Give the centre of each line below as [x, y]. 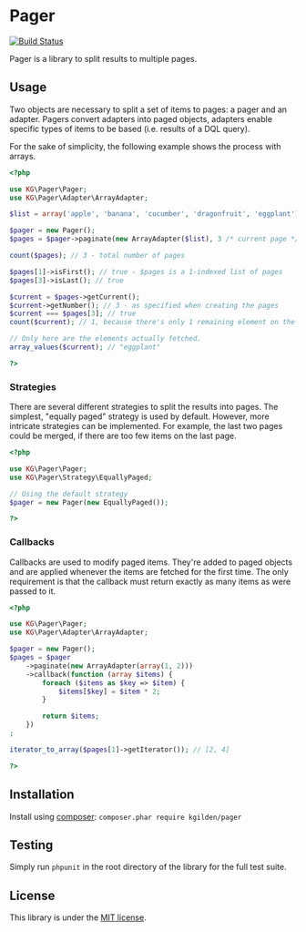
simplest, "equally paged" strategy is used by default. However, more [140, 416]
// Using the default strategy [69, 494]
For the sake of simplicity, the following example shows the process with [145, 146]
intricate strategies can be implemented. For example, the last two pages [146, 426]
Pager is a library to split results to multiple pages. [103, 58]
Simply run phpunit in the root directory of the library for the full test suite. [148, 867]
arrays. [23, 156]
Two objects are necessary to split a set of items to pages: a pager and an [148, 109]
